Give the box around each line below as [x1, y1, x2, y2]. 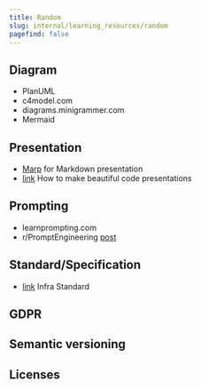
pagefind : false [9, 29, 69, 38]
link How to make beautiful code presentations [21, 173, 192, 183]
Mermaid [21, 115, 56, 125]
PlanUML [21, 86, 56, 97]
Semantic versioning [9, 337, 127, 352]
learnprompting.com [21, 222, 97, 233]
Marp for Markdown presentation [21, 163, 143, 174]
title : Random [9, 12, 62, 22]
